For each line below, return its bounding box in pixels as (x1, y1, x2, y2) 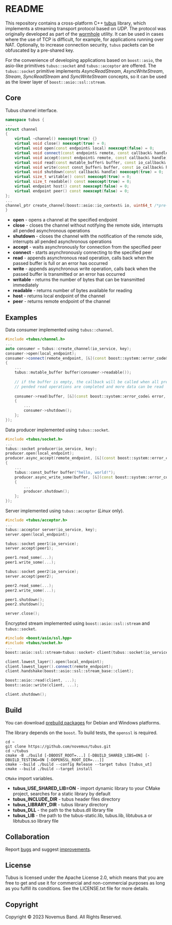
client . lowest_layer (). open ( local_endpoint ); (5, 659, 104, 664)
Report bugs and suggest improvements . (5, 846, 92, 852)
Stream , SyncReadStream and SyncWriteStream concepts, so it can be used (5, 73, 167, 79)
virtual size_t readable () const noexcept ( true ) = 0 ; (14, 179, 132, 184)
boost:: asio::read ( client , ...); (5, 678, 77, 683)
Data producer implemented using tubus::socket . (5, 427, 110, 433)
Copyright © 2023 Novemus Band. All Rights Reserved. (5, 914, 122, 920)
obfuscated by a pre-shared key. (5, 47, 74, 53)
